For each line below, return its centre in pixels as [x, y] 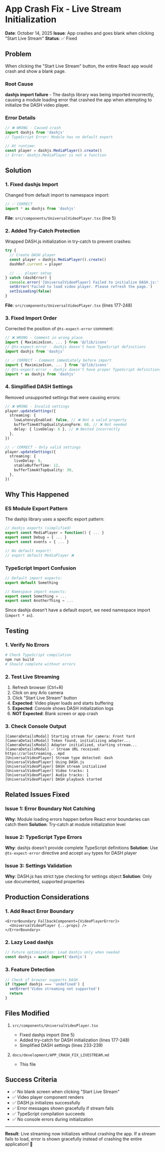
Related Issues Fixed [37, 794]
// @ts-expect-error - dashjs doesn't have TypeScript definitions [76, 347]
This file [27, 1064]
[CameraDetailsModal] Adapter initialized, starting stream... [71, 745]
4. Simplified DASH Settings [39, 387]
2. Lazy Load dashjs [29, 942]
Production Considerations [47, 897]
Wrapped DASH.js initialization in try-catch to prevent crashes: [68, 241]
